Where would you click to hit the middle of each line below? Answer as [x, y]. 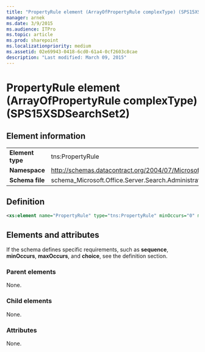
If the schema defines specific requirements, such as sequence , [88, 250]
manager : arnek [26, 18]
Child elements [29, 301]
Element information [46, 136]
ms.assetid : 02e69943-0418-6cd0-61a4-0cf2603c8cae [72, 52]
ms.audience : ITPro [31, 29]
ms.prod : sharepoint [33, 40]
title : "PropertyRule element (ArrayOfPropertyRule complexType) [91, 12]
